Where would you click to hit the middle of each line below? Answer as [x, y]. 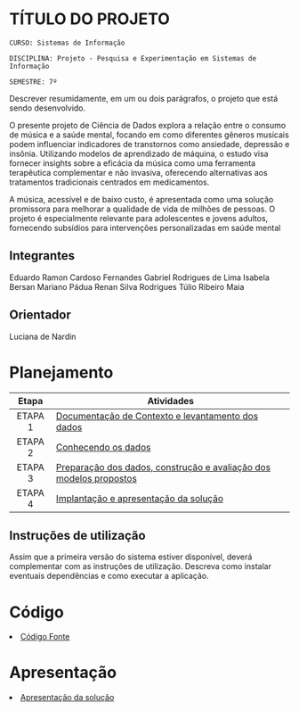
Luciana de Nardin [43, 336]
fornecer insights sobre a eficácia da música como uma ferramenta [133, 163]
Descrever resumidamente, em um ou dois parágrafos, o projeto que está [144, 98]
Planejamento [61, 372]
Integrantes [42, 256]
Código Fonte [45, 637]
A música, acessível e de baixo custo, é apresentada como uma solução [141, 199]
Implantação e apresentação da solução [140, 498]
